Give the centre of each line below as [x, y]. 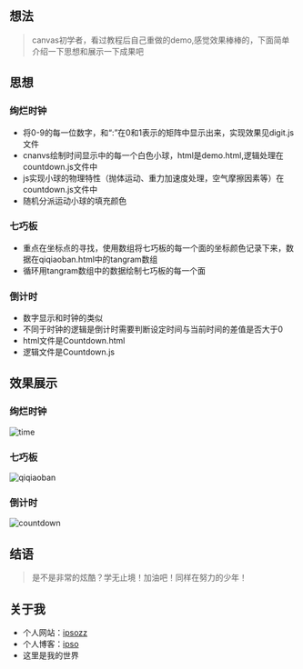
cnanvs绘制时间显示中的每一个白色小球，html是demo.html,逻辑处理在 [153, 155]
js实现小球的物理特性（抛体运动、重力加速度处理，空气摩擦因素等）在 [153, 178]
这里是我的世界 [50, 655]
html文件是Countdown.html [74, 341]
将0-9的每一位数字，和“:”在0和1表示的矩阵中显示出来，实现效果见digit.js [158, 132]
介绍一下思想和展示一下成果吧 [87, 51]
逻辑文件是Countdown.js [69, 352]
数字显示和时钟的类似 [62, 318]
